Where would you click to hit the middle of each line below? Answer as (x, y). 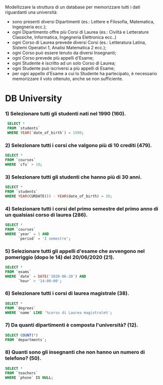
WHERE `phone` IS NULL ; (29, 378)
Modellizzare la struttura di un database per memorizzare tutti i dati (73, 7)
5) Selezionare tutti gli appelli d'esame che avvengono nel (75, 251)
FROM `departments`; (26, 340)
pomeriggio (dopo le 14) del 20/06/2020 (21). (60, 257)
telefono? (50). (23, 358)
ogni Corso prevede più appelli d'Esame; (53, 58)
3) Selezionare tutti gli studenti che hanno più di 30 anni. (73, 177)
